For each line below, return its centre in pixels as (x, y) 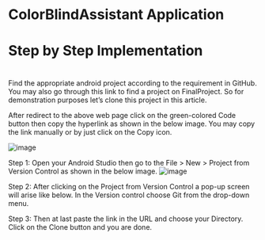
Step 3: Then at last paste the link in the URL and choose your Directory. (126, 219)
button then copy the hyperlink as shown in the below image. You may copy (132, 124)
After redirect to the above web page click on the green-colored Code (122, 115)
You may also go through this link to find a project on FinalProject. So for (126, 91)
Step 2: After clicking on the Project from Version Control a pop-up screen (129, 186)
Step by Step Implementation (106, 51)
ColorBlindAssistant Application (116, 15)
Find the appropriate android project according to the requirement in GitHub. (132, 83)
